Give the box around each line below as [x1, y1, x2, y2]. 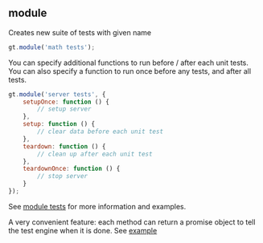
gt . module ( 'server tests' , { [8, 90, 106, 99]
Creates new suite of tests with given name [8, 27, 151, 37]
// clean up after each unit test [37, 150, 153, 158]
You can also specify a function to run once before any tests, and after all [8, 66, 252, 75]
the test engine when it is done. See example [8, 225, 158, 235]
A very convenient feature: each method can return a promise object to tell [8, 217, 256, 227]
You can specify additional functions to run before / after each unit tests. [8, 58, 249, 67]
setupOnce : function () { [23, 98, 110, 106]
